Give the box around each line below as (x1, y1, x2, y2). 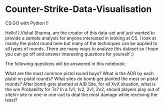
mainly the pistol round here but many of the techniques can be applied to (5, 40, 157, 46)
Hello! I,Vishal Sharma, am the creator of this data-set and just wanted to (5, 29, 155, 35)
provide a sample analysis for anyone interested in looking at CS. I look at (5, 35, 156, 41)
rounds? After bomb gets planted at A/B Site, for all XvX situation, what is (5, 81, 156, 87)
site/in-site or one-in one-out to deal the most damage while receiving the (5, 91, 157, 97)
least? (5, 96, 17, 103)
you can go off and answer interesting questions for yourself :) (5, 51, 134, 57)
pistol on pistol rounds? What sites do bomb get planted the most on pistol (5, 75, 158, 81)
